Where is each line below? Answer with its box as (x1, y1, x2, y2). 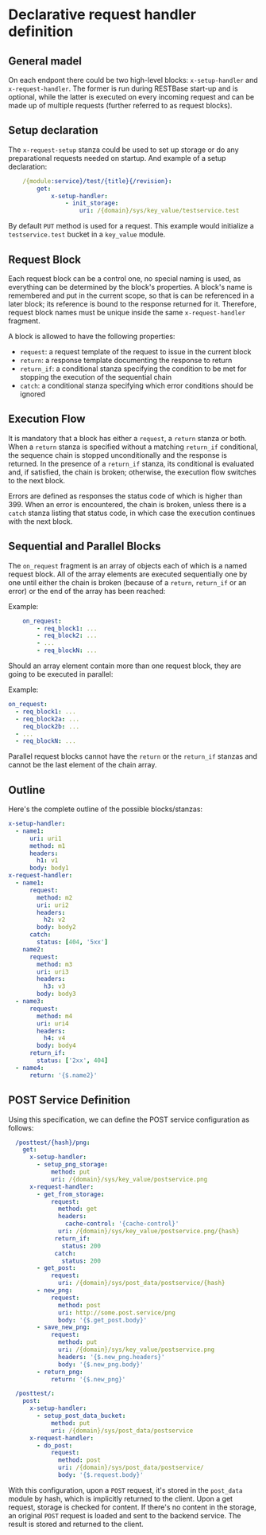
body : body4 (37, 1041, 77, 1050)
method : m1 (29, 842, 66, 850)
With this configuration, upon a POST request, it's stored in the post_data (8, 1485, 243, 1494)
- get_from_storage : (37, 1190, 105, 1198)
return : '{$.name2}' (29, 1071, 98, 1080)
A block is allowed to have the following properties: (8, 332, 175, 341)
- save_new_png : (37, 1323, 91, 1331)
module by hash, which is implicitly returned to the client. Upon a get (8, 1494, 233, 1503)
